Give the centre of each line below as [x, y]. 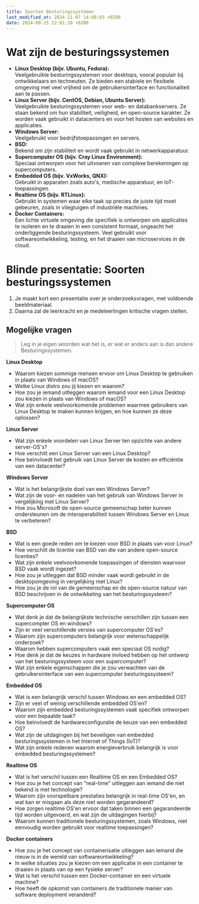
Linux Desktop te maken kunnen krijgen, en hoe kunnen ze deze [93, 411]
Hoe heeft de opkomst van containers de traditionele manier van [94, 889]
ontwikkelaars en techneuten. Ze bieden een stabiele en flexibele [94, 81]
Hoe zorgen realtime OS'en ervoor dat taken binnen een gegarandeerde [103, 808]
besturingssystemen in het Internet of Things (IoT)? [78, 741]
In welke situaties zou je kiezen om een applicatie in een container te [99, 863]
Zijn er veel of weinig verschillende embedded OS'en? [81, 703]
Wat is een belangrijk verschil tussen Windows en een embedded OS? [100, 697]
